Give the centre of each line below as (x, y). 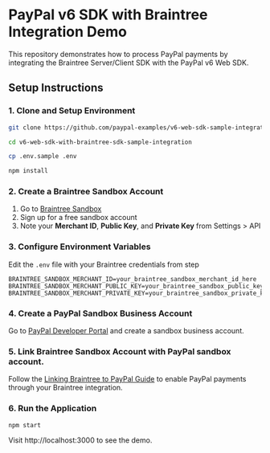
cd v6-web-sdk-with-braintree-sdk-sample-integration (100, 142)
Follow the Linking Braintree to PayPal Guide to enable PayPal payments (127, 379)
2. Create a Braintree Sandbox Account (86, 192)
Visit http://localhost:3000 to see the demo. (80, 440)
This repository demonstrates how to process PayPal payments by (118, 54)
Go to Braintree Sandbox (61, 209)
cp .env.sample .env (43, 157)
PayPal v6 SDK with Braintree (108, 15)
